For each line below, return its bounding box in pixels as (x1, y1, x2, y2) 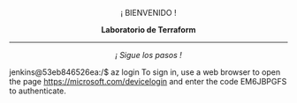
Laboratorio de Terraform (101, 25, 196, 34)
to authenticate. (9, 85, 66, 96)
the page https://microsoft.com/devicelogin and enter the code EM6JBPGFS (9, 77, 287, 86)
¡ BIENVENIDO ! (120, 8, 177, 18)
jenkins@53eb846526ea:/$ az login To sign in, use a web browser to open (9, 67, 281, 77)
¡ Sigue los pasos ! (114, 50, 183, 60)
